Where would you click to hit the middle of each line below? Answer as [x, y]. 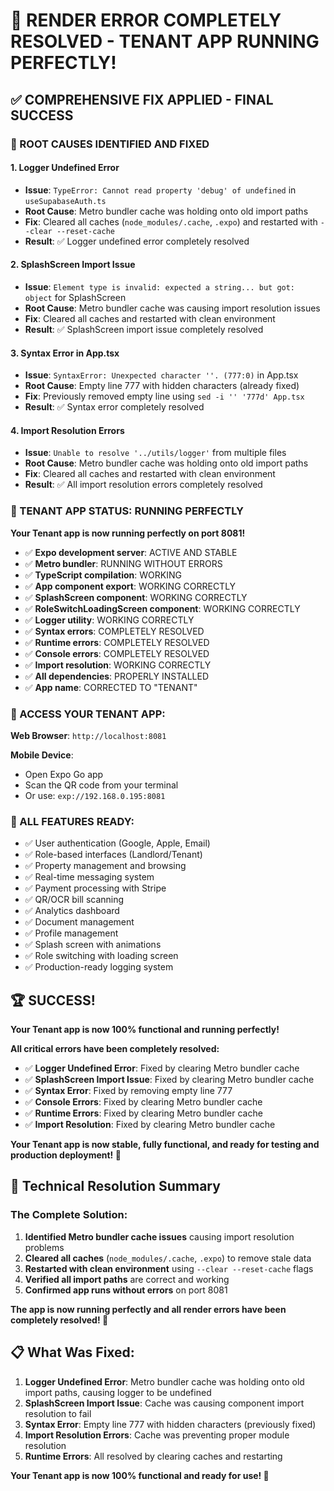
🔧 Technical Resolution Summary [115, 1186]
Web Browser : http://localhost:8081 [88, 735]
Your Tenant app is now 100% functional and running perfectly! [145, 1030]
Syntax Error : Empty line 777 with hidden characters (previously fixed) [170, 1424]
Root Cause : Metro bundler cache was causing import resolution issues [172, 308]
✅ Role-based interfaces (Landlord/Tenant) [113, 855]
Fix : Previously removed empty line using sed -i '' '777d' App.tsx [164, 396]
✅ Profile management [71, 933]
